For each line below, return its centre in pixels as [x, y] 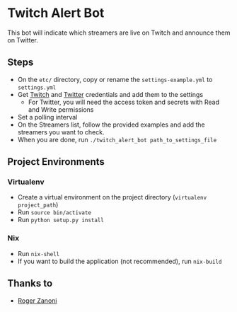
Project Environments [56, 162]
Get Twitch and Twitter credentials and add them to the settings [110, 94]
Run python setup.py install [60, 220]
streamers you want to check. [61, 132]
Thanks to [30, 283]
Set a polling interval [47, 117]
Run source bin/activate [54, 212]
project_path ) [38, 205]
